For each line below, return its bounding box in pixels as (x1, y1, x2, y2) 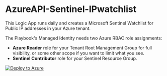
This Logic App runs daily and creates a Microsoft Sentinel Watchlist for (5, 20, 154, 26)
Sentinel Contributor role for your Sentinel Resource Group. (12, 55, 137, 61)
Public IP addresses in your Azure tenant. (5, 25, 91, 31)
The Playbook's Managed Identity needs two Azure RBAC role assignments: (5, 35, 162, 41)
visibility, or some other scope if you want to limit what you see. (12, 50, 145, 56)
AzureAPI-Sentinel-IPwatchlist (5, 3, 137, 15)
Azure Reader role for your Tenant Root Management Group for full (12, 44, 152, 50)
